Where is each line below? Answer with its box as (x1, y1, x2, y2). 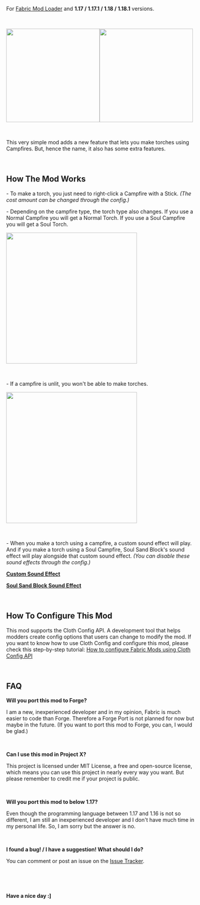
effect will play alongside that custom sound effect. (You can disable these (6, 552, 190, 559)
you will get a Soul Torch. (6, 220, 69, 228)
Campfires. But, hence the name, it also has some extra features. (6, 145, 166, 152)
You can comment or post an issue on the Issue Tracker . (6, 858, 145, 865)
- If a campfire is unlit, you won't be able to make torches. (6, 380, 148, 387)
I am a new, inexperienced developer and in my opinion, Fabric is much (6, 709, 181, 716)
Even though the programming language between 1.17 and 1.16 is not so (6, 810, 181, 817)
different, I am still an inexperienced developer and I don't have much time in (6, 816, 195, 824)
